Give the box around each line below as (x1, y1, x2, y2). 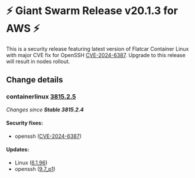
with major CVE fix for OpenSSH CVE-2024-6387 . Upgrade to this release (6, 51, 186, 58)
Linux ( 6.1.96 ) (14, 159, 48, 166)
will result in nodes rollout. (6, 58, 70, 65)
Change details (6, 75, 63, 85)
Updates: (6, 146, 30, 153)
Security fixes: (6, 120, 43, 127)
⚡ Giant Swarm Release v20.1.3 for (6, 4, 178, 18)
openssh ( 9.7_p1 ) (14, 166, 56, 173)
